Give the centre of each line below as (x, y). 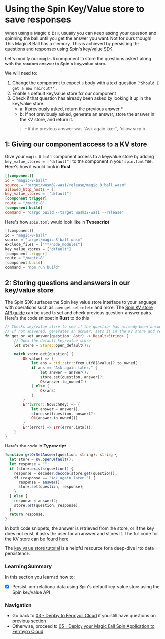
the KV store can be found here (37, 539)
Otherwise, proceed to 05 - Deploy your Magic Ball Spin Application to (83, 626)
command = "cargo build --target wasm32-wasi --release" (65, 212)
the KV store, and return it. (46, 119)
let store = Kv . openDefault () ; (41, 460)
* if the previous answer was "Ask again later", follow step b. (85, 128)
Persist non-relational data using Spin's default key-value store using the (86, 586)
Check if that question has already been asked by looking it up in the (82, 98)
